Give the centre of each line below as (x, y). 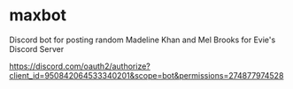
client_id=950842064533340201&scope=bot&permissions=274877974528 (146, 75)
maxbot (38, 15)
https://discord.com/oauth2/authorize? (80, 66)
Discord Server (37, 48)
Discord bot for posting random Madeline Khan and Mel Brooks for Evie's (143, 40)
